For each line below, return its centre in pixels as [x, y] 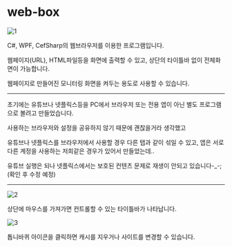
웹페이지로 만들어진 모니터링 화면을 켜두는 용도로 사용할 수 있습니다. [98, 83]
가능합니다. [35, 68]
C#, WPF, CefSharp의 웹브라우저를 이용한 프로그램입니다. [86, 45]
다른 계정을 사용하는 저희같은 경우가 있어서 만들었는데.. [81, 151]
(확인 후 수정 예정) [32, 174]
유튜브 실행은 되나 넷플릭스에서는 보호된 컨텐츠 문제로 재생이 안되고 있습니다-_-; [115, 166]
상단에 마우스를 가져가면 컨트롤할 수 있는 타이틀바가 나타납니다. [92, 208]
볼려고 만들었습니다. [47, 113]
